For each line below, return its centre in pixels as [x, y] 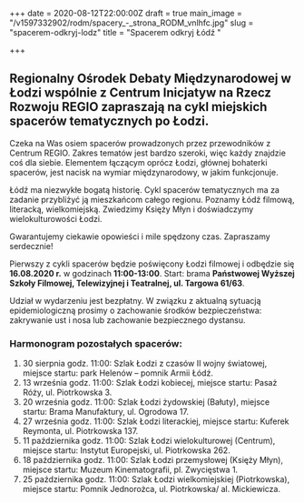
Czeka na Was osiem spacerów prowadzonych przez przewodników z [140, 143]
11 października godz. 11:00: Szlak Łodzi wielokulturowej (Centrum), [149, 441]
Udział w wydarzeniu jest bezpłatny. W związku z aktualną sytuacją [135, 300]
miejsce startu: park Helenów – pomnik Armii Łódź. [118, 373]
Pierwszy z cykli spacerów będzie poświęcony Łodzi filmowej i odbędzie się [152, 264]
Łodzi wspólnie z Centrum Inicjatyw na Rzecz [141, 93]
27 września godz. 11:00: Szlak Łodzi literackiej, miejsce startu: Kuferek [156, 421]
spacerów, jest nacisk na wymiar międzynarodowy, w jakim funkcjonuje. [144, 172]
